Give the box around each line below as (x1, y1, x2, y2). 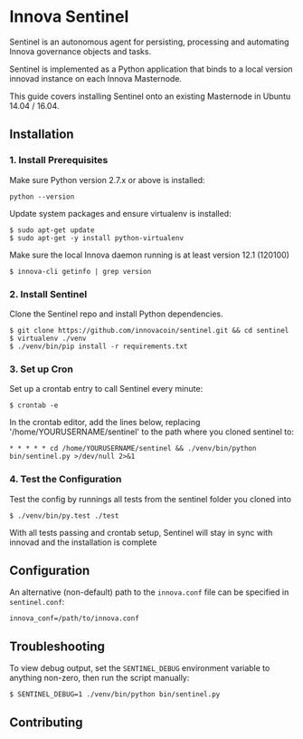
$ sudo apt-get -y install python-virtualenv (9, 233, 184, 242)
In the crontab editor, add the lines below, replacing (9, 417, 201, 428)
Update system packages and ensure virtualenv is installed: (9, 208, 232, 219)
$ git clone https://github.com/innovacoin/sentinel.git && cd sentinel (9, 326, 289, 335)
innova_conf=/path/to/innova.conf (9, 614, 140, 623)
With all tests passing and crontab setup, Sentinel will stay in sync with (9, 527, 273, 538)
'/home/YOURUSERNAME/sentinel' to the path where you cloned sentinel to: (9, 426, 294, 437)
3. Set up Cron (9, 363, 74, 375)
